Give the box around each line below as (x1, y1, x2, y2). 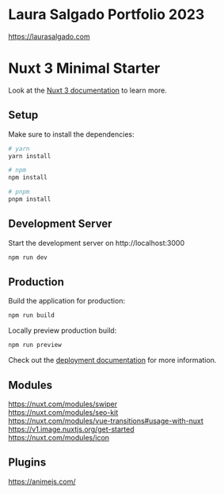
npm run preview (8, 341, 62, 349)
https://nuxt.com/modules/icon (8, 433, 109, 442)
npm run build (8, 311, 55, 319)
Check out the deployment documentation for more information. (8, 356, 217, 365)
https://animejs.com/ (8, 477, 76, 486)
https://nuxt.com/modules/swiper (8, 399, 118, 409)
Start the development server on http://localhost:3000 (8, 238, 184, 247)
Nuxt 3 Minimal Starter (8, 59, 161, 77)
